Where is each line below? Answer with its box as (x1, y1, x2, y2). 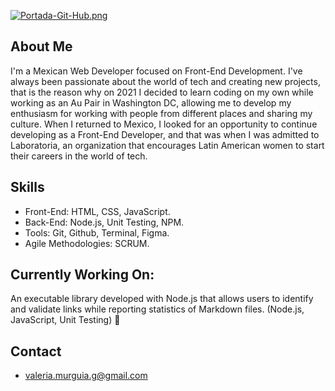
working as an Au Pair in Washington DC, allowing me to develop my (10, 96, 292, 109)
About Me (10, 38, 73, 55)
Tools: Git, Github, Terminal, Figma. (24, 226, 170, 239)
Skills (10, 179, 45, 196)
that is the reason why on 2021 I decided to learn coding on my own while (10, 86, 314, 98)
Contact (10, 343, 62, 360)
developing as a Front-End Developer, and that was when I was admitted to (10, 128, 320, 140)
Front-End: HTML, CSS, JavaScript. (24, 205, 171, 217)
